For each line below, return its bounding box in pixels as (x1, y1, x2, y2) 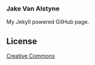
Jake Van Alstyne (6, 4, 60, 13)
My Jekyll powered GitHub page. (6, 18, 89, 26)
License (6, 36, 37, 47)
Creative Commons (6, 52, 55, 59)
